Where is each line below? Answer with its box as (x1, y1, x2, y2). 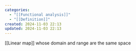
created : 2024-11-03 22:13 (5, 21, 62, 27)
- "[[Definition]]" (9, 17, 51, 22)
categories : (5, 7, 30, 13)
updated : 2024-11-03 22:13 (5, 26, 62, 31)
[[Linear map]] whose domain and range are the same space (5, 40, 131, 46)
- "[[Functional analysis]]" (9, 12, 71, 17)
